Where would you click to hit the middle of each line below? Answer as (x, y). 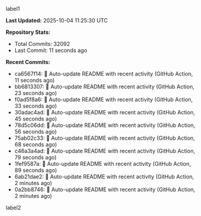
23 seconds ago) (35, 93)
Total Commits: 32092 (42, 44)
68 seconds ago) (35, 144)
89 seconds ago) (35, 170)
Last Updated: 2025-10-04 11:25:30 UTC (57, 20)
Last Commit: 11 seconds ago (51, 50)
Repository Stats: (28, 32)
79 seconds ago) (35, 157)
